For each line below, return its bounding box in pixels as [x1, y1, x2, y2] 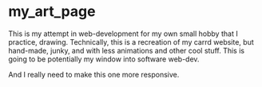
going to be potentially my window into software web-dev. [8, 54, 200, 64]
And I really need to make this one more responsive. [8, 69, 180, 79]
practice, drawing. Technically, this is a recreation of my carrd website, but [8, 37, 254, 46]
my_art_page [8, 2, 96, 21]
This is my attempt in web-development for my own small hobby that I [8, 29, 238, 38]
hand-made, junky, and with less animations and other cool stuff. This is [8, 45, 245, 55]
